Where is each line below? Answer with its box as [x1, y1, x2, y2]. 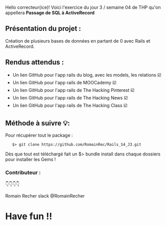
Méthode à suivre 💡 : [5, 119, 70, 127]
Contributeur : [5, 169, 41, 176]
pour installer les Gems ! [5, 156, 56, 163]
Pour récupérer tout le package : [5, 132, 73, 139]
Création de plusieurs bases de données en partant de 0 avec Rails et [5, 38, 151, 44]
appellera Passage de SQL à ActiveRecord [5, 10, 95, 16]
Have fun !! [5, 210, 52, 222]
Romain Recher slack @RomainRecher [5, 192, 85, 199]
